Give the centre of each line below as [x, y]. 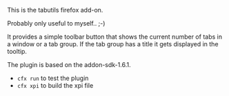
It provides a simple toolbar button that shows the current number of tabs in [115, 37]
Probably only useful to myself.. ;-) [56, 23]
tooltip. [17, 51]
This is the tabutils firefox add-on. [55, 10]
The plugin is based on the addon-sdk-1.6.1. [69, 65]
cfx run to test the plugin [53, 78]
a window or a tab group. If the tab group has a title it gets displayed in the [113, 44]
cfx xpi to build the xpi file [55, 85]
